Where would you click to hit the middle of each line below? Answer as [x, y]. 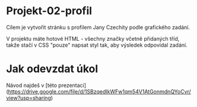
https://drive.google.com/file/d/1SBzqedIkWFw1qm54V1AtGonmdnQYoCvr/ [99, 91]
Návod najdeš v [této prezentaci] [46, 85]
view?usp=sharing [29, 98]
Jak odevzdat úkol [52, 69]
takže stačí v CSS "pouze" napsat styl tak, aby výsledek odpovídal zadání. [97, 45]
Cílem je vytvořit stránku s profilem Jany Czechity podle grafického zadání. [98, 27]
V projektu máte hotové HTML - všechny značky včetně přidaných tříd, [93, 38]
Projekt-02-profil [49, 11]
